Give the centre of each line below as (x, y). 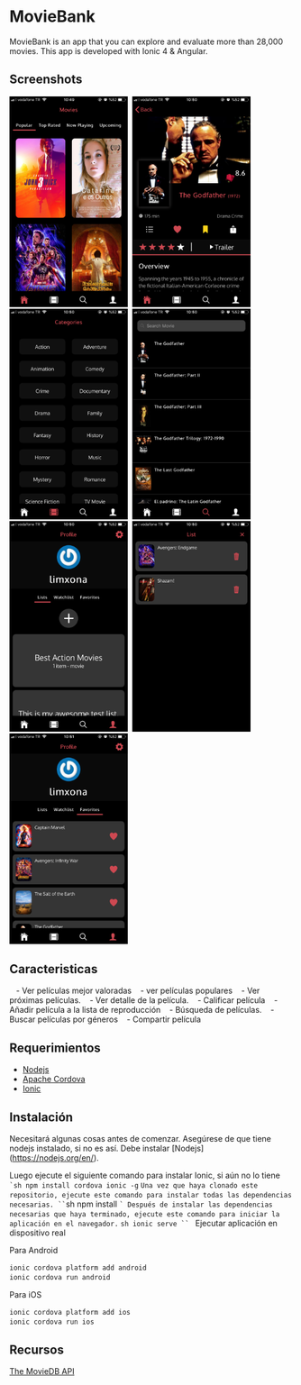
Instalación (41, 1117)
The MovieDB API (42, 1371)
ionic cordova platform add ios (70, 1312)
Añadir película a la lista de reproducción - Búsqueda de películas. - (142, 1010)
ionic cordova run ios (52, 1322)
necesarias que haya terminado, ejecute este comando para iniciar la (145, 1215)
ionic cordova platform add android (78, 1268)
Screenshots (46, 80)
